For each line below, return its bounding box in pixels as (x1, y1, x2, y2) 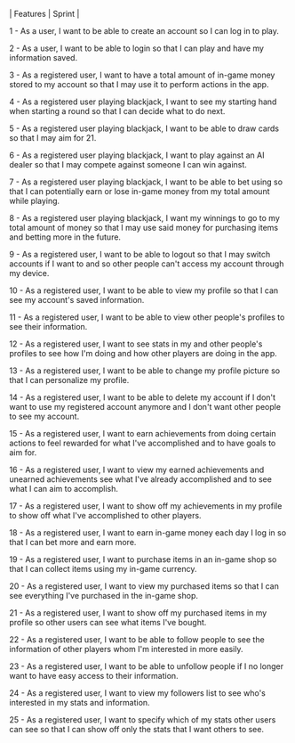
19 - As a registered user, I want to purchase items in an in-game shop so (9, 554, 277, 565)
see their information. (9, 322, 88, 331)
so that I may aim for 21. (9, 133, 97, 143)
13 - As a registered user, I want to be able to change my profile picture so (9, 365, 281, 376)
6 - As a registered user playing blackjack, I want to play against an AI (9, 150, 265, 160)
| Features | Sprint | (9, 9, 80, 19)
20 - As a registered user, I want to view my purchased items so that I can (9, 581, 280, 592)
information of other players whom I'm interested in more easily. (9, 644, 243, 654)
